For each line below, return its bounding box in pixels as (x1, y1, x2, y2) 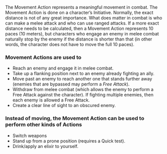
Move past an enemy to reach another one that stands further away (12, 76, 152, 82)
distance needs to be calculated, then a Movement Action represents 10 (5, 25, 154, 31)
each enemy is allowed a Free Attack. (12, 97, 90, 103)
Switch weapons (12, 132, 47, 138)
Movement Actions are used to (5, 53, 82, 60)
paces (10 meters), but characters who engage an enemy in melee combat (5, 31, 159, 36)
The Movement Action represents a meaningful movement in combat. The (5, 4, 158, 10)
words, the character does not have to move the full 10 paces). (5, 41, 134, 47)
